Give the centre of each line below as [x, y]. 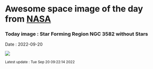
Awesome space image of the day [74, 9]
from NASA [28, 19]
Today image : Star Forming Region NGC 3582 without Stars [76, 34]
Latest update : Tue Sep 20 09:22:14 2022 [40, 62]
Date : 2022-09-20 [24, 45]
